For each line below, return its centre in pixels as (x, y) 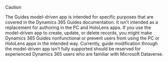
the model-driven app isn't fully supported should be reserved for (73, 49)
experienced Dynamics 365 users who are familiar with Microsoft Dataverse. (84, 54)
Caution (13, 7)
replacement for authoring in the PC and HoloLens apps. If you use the (78, 27)
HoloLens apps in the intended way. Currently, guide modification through (81, 43)
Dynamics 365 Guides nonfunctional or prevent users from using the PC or (82, 38)
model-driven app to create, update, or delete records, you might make (78, 33)
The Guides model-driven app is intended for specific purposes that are (79, 17)
